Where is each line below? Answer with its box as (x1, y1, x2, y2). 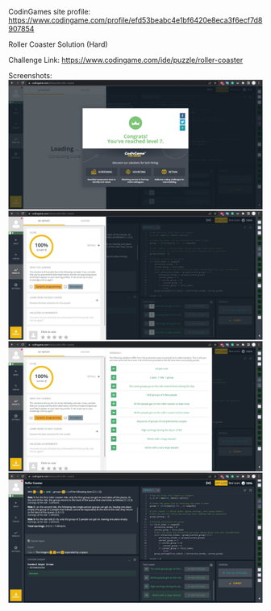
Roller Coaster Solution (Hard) (8, 39, 108, 49)
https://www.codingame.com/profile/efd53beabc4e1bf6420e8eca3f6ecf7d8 (8, 15, 263, 25)
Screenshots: (8, 71, 52, 80)
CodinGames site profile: (8, 7, 91, 16)
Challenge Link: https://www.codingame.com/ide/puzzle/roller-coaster (8, 56, 244, 64)
